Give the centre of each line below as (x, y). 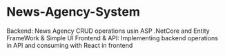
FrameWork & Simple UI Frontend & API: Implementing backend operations (112, 38)
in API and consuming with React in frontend (70, 45)
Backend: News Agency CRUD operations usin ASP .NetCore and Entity (108, 31)
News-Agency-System (74, 12)
